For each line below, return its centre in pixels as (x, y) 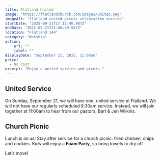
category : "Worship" (26, 37)
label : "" (24, 51)
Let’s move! (17, 153)
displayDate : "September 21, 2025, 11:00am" (51, 55)
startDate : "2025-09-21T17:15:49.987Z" (46, 23)
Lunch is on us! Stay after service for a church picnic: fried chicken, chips (80, 138)
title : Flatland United (29, 10)
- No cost (19, 64)
